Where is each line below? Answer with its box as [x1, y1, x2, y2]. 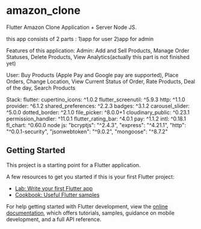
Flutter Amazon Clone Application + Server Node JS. [6, 24, 137, 31]
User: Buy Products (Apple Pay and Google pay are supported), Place [6, 71, 179, 78]
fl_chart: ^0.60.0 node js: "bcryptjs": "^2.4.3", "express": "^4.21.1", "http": [6, 121, 187, 128]
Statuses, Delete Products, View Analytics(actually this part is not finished [6, 53, 190, 60]
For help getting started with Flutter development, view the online [6, 202, 169, 210]
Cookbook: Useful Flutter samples [14, 191, 100, 198]
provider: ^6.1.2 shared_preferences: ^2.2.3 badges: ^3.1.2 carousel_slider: [6, 102, 190, 109]
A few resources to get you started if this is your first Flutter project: [6, 173, 175, 180]
